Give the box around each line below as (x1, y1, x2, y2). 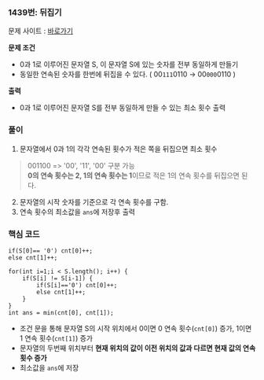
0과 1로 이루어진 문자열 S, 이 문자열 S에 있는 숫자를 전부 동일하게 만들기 (19, 60, 239, 69)
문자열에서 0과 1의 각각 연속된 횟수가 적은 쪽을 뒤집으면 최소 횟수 (19, 144, 218, 153)
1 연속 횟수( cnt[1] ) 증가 (19, 333, 93, 343)
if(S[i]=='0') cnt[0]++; (36, 281, 118, 289)
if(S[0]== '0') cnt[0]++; (8, 246, 93, 255)
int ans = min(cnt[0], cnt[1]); (8, 308, 114, 316)
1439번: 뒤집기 (8, 6, 62, 17)
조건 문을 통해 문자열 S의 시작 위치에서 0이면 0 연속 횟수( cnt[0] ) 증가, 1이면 (19, 323, 252, 333)
